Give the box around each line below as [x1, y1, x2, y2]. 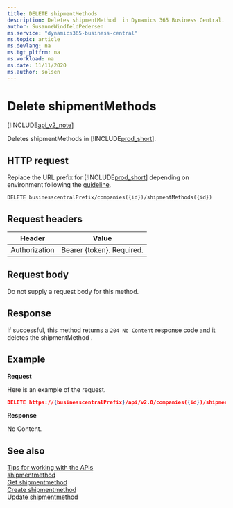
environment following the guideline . [7, 181, 112, 189]
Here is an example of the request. [7, 385, 106, 393]
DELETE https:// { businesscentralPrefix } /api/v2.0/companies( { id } [7, 399, 200, 406]
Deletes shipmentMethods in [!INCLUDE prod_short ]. [7, 135, 156, 143]
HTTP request [7, 154, 69, 167]
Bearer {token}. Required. [61, 245, 144, 255]
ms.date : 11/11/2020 [7, 62, 67, 69]
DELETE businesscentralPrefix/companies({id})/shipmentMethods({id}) [7, 194, 213, 202]
